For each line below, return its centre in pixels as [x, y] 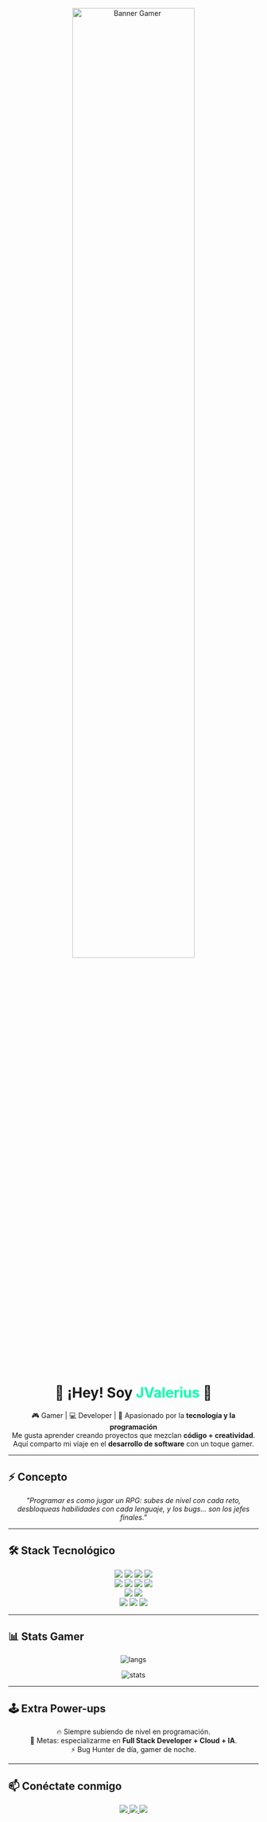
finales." [133, 1517]
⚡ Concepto [38, 1477]
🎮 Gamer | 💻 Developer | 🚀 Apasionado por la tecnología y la [133, 1415]
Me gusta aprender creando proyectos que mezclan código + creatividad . [133, 1435]
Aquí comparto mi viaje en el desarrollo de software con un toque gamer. [133, 1443]
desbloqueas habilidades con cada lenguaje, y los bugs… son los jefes [133, 1509]
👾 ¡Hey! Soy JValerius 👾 [133, 1393]
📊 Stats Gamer [46, 1636]
